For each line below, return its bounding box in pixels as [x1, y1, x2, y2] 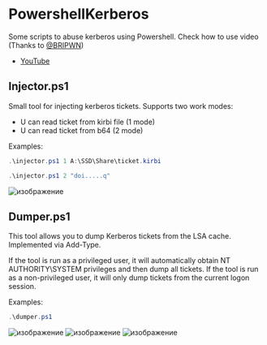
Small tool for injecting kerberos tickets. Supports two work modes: [8, 101, 234, 110]
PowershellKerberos [8, 5, 149, 24]
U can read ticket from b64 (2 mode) [19, 125, 144, 135]
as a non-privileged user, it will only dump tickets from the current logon [8, 273, 250, 282]
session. [8, 282, 37, 291]
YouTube [19, 56, 50, 66]
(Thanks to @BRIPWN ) [8, 40, 84, 50]
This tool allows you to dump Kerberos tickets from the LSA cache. [8, 231, 231, 241]
